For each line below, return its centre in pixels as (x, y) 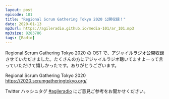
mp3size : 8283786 (23, 33)
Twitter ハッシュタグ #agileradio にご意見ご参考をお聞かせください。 (77, 91)
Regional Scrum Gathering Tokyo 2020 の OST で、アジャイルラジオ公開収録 (85, 53)
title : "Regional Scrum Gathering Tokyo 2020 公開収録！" (66, 19)
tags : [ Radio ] (20, 38)
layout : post (19, 10)
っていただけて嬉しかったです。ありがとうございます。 (62, 65)
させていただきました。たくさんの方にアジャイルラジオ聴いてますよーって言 (84, 59)
